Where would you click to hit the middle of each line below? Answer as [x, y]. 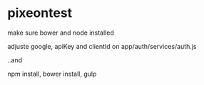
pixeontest [40, 13]
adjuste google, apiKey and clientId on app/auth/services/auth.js [102, 46]
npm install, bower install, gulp [52, 74]
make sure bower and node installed [61, 33]
